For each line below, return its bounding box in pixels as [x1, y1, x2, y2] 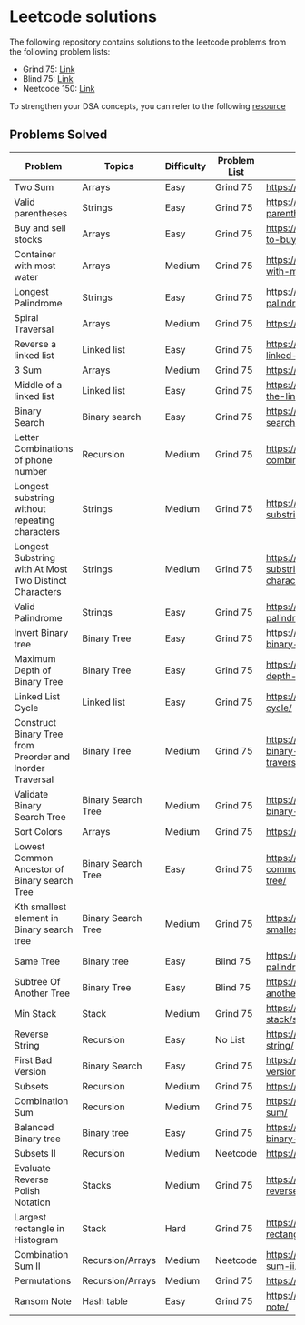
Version [14, 1065, 47, 1078]
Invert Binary [14, 626, 69, 638]
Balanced [14, 1120, 54, 1133]
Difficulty [164, 159, 207, 172]
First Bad [14, 1053, 53, 1066]
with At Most [14, 562, 68, 575]
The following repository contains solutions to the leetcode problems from [9, 36, 287, 47]
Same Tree [14, 955, 61, 968]
